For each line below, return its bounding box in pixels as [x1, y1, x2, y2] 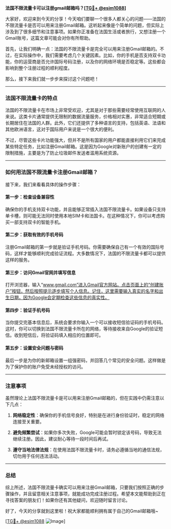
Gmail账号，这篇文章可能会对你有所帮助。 [5, 35, 93, 41]
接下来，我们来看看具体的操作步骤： [5, 181, 81, 187]
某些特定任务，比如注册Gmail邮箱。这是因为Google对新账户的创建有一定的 [5, 143, 162, 150]
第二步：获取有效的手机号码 [5, 232, 64, 238]
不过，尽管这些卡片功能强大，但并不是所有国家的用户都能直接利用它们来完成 [5, 137, 166, 143]
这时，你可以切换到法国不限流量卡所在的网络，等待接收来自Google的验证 [5, 326, 159, 332]
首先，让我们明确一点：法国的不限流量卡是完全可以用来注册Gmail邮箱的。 [5, 46, 160, 52]
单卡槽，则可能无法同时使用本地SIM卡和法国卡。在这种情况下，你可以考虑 [5, 212, 161, 219]
